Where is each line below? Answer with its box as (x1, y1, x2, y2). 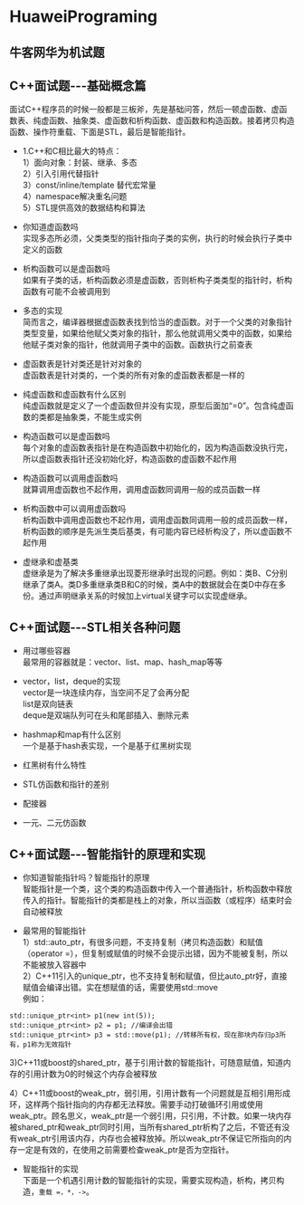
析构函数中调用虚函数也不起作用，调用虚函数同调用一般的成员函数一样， (22, 514, 292, 526)
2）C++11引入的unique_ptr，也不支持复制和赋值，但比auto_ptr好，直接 (22, 971, 288, 981)
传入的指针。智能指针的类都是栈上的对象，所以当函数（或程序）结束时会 (22, 894, 292, 906)
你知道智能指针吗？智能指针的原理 (22, 872, 150, 884)
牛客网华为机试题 (9, 44, 105, 60)
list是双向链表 (22, 699, 74, 710)
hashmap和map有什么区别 (22, 729, 121, 740)
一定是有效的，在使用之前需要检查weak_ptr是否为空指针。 (16, 1144, 234, 1155)
